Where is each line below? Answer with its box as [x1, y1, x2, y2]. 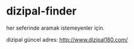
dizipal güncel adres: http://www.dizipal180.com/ [6, 36, 128, 43]
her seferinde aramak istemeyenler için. [6, 24, 105, 31]
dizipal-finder [6, 4, 77, 18]
